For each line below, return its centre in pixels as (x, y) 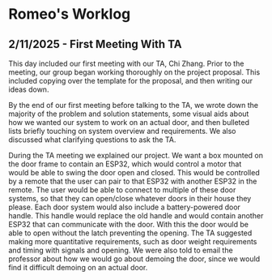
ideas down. (29, 89)
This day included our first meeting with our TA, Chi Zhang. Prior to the (126, 63)
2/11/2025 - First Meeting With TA (95, 44)
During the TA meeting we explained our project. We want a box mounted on (136, 155)
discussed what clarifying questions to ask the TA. (92, 140)
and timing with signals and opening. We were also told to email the (121, 250)
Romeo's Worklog (70, 14)
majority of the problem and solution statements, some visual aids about (129, 114)
